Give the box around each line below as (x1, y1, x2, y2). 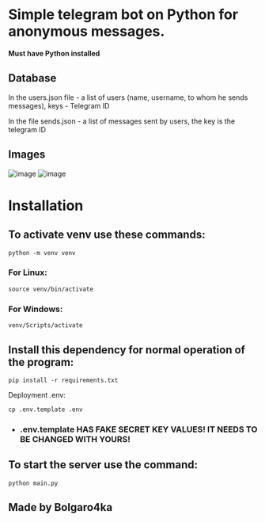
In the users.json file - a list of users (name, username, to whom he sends (8, 93, 248, 102)
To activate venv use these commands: (8, 228, 206, 242)
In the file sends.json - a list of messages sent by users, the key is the (8, 116, 236, 126)
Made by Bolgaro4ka (8, 501, 113, 514)
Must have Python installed (8, 48, 100, 58)
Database (8, 71, 57, 85)
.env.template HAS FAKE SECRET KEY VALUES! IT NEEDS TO (19, 424, 258, 435)
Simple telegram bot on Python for (8, 6, 239, 24)
